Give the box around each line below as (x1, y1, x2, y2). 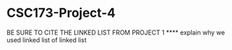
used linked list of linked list (6, 35, 87, 44)
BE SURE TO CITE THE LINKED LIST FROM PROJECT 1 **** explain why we (6, 28, 226, 37)
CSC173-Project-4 (6, 5, 116, 21)
